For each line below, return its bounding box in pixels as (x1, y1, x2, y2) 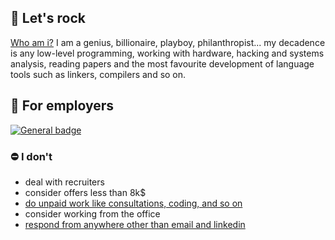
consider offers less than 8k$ (24, 186, 147, 198)
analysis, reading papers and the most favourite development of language (10, 57, 315, 70)
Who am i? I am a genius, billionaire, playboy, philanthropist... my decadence (10, 36, 326, 48)
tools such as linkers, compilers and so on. (10, 68, 187, 80)
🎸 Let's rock (10, 10, 86, 27)
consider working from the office (24, 207, 161, 220)
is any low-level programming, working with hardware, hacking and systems (10, 47, 325, 59)
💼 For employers (10, 97, 115, 115)
